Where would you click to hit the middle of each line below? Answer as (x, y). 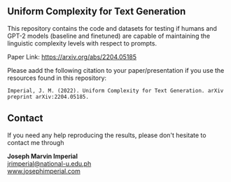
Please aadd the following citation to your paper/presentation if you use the (116, 70)
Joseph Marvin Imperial (43, 156)
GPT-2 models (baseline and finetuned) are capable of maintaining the (109, 36)
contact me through (36, 142)
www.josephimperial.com (44, 171)
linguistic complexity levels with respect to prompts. (82, 43)
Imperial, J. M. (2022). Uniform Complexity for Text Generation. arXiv (115, 90)
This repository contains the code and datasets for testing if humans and (112, 28)
